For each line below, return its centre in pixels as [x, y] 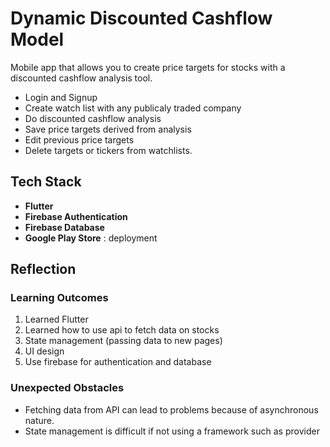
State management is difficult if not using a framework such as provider [172, 431]
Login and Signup [61, 97]
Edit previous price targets [79, 139]
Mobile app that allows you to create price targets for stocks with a [148, 67]
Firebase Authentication [76, 216]
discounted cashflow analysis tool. [81, 78]
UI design [44, 351]
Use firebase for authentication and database [118, 362]
